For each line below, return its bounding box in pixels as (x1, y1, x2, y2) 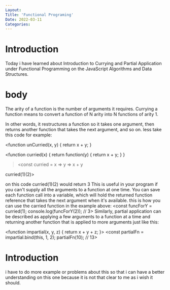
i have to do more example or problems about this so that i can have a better (5, 269, 165, 275)
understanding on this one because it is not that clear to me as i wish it (5, 274, 153, 280)
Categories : (5, 21, 30, 27)
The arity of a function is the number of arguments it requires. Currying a (5, 106, 158, 112)
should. (5, 280, 21, 286)
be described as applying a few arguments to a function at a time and (5, 214, 151, 220)
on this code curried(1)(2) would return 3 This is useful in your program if (5, 181, 158, 187)
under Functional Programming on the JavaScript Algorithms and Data (5, 66, 152, 72)
